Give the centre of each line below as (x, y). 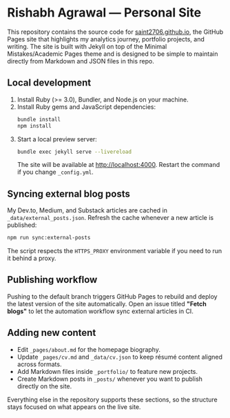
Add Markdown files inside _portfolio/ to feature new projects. (107, 371)
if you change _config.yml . (55, 172)
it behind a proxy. (32, 258)
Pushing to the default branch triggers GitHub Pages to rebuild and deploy (113, 296)
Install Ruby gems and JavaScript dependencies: (86, 107)
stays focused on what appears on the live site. (74, 407)
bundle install (39, 119)
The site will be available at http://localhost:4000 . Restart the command (118, 165)
